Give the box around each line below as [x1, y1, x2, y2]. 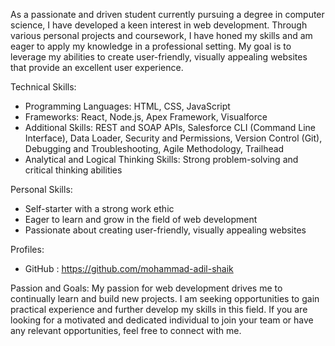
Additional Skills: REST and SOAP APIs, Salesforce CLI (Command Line [24, 122, 317, 133]
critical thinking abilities [24, 164, 123, 176]
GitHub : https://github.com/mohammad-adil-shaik [24, 263, 234, 274]
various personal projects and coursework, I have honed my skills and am [10, 30, 313, 41]
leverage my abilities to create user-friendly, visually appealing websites [10, 51, 308, 63]
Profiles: [10, 244, 45, 255]
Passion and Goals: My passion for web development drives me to [10, 282, 283, 294]
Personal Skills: [10, 184, 73, 195]
